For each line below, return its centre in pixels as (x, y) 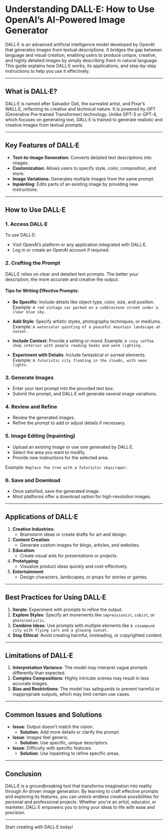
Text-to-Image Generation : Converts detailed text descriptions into (82, 157)
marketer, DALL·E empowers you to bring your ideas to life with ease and (80, 807)
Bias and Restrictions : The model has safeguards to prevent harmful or (86, 689)
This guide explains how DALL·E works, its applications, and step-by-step (81, 66)
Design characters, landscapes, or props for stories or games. (84, 577)
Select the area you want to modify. (49, 452)
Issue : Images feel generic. (40, 737)
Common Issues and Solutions (54, 714)
